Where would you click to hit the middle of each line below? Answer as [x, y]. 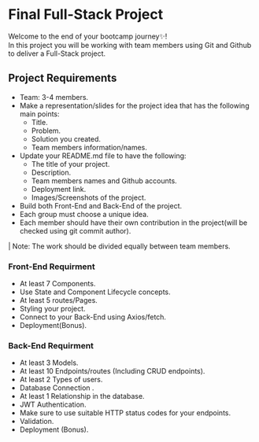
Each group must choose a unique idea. [84, 214]
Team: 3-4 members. [54, 97]
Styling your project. [52, 309]
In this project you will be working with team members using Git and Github [130, 45]
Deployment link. [59, 189]
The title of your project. [70, 164]
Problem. [46, 131]
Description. [51, 172]
